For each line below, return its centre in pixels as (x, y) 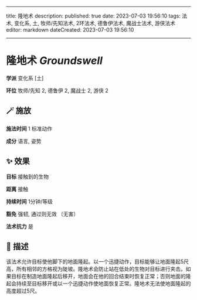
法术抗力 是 (20, 226)
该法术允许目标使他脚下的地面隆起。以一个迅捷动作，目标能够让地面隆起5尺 (98, 262)
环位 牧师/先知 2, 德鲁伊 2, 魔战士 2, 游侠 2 (57, 90)
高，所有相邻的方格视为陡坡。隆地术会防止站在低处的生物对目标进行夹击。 (96, 269)
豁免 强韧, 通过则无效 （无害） (43, 214)
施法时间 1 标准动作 (29, 128)
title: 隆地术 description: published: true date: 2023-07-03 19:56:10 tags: (93, 16)
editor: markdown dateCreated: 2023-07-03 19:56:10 (70, 30)
